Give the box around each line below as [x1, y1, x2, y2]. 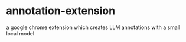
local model [6, 30, 34, 37]
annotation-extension [6, 4, 116, 18]
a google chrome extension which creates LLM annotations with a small [6, 24, 181, 31]
